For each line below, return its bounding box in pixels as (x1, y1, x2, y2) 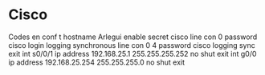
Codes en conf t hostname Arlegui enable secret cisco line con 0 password (8, 32, 258, 41)
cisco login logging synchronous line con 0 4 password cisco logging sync (8, 40, 255, 49)
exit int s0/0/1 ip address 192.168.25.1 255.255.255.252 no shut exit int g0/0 (8, 49, 257, 58)
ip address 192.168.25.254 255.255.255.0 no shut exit (8, 57, 185, 67)
